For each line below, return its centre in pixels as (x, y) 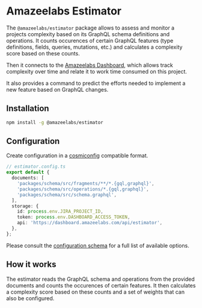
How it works (31, 264)
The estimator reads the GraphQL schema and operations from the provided (100, 279)
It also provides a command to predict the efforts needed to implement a (96, 83)
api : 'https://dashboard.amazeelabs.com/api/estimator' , (90, 223)
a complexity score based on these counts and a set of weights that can (96, 292)
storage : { (25, 206)
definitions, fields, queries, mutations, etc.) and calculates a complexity (94, 47)
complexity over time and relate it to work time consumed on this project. (97, 71)
